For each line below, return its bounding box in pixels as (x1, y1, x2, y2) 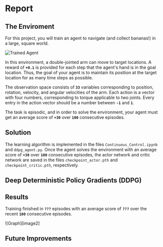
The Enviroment (5, 22, 54, 31)
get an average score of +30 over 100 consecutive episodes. (5, 114, 125, 120)
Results (5, 193, 29, 201)
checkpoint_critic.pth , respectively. (5, 162, 79, 168)
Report (5, 3, 33, 14)
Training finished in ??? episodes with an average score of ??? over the (5, 206, 147, 212)
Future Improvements (5, 234, 72, 243)
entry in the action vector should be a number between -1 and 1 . (5, 100, 134, 105)
